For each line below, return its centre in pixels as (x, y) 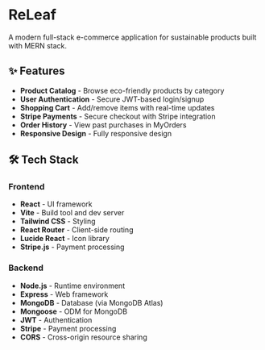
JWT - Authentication (56, 319)
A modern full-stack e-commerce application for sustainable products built (132, 37)
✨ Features (37, 71)
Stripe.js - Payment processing (72, 247)
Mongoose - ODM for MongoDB (73, 311)
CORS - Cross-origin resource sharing (83, 337)
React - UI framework (56, 204)
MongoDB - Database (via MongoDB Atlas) (91, 302)
